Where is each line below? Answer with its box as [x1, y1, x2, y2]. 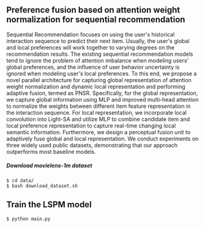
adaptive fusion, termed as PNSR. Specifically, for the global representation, [6, 89, 198, 97]
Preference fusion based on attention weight [6, 5, 181, 15]
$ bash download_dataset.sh [6, 183, 78, 189]
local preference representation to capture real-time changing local [6, 122, 176, 129]
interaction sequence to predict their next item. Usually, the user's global [6, 37, 190, 45]
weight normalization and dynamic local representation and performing [6, 83, 185, 90]
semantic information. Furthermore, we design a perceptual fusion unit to [6, 128, 191, 135]
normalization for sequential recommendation [6, 15, 185, 25]
